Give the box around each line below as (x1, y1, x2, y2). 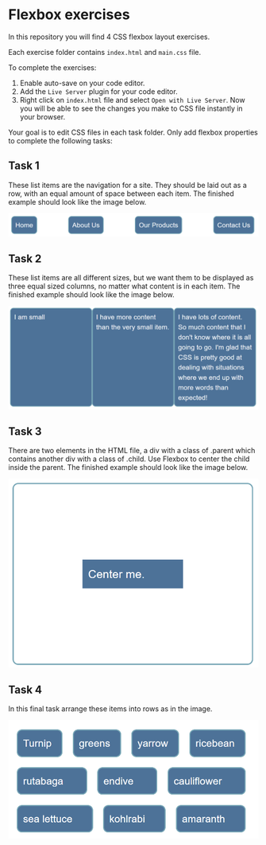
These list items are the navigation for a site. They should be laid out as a (8, 180, 248, 190)
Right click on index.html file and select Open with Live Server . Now (19, 95, 245, 104)
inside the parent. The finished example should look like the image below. (8, 463, 249, 472)
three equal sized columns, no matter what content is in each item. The (8, 281, 241, 291)
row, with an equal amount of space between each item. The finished (8, 189, 234, 198)
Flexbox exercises (8, 6, 130, 24)
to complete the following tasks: (8, 135, 113, 145)
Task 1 (8, 159, 40, 173)
